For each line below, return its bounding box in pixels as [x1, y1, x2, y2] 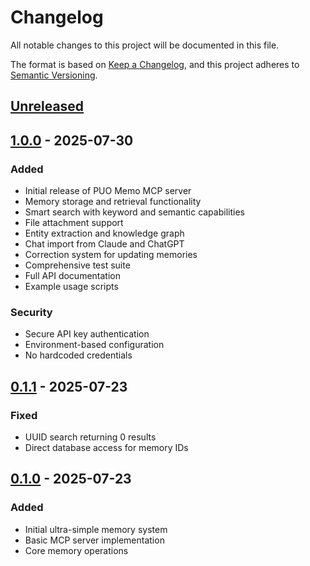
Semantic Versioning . [10, 69, 98, 81]
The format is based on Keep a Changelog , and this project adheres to [10, 58, 300, 70]
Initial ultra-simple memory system [24, 523, 168, 535]
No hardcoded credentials [24, 349, 133, 361]
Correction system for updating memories [24, 249, 198, 261]
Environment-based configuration [24, 339, 165, 351]
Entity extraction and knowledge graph [24, 227, 185, 240]
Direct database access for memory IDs [24, 442, 189, 453]
